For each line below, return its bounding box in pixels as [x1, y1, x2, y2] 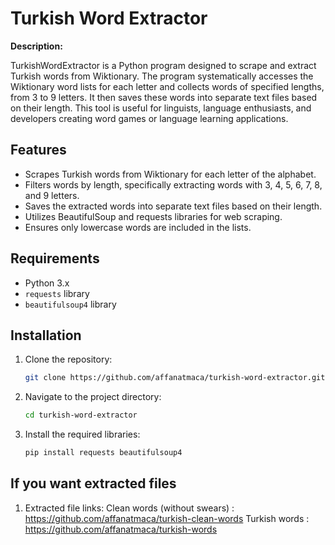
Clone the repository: [24, 353, 113, 366]
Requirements [10, 250, 100, 267]
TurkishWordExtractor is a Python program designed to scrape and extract [10, 59, 317, 71]
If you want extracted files [10, 475, 177, 492]
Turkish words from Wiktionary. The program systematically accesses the [10, 70, 314, 82]
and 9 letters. [24, 189, 80, 201]
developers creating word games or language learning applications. [10, 112, 289, 124]
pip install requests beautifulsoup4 [24, 448, 183, 458]
